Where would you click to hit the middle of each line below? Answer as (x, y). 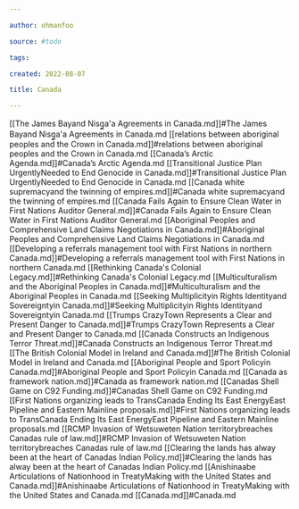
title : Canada (36, 90)
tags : (19, 58)
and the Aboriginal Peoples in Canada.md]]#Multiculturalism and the (135, 287)
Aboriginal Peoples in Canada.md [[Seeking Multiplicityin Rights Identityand (148, 296)
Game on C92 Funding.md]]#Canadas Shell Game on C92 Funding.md (138, 391)
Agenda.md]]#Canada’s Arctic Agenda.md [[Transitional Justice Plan (136, 163)
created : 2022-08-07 (48, 74)
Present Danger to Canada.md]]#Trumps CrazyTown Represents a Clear (142, 325)
